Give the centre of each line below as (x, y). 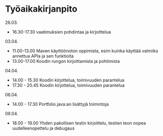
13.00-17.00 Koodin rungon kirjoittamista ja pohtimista (66, 61)
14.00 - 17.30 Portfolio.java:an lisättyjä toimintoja (60, 104)
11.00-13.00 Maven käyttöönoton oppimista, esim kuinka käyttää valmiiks (85, 51)
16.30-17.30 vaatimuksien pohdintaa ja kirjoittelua (61, 32)
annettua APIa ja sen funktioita (43, 56)
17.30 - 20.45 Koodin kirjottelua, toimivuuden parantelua (68, 85)
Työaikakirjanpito (41, 9)
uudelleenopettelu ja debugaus (43, 128)
